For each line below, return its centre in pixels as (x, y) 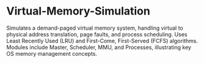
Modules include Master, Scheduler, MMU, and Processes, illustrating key (99, 47)
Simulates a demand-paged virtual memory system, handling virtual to (95, 28)
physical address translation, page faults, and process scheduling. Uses (97, 34)
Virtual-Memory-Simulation (78, 11)
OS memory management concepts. (52, 53)
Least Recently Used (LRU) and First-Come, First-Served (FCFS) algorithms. (102, 41)
